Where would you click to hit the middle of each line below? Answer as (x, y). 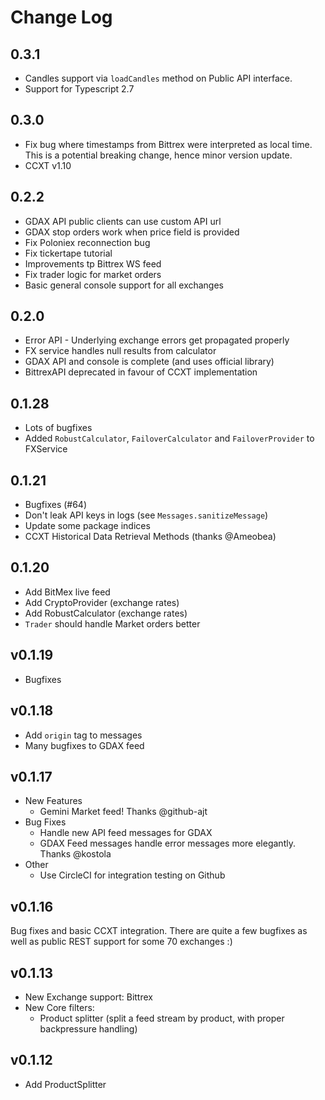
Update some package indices (87, 526)
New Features (53, 801)
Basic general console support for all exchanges (124, 285)
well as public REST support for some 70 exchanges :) (121, 942)
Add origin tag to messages (83, 735)
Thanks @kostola (75, 854)
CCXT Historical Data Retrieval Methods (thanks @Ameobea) (150, 537)
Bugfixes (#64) (56, 505)
